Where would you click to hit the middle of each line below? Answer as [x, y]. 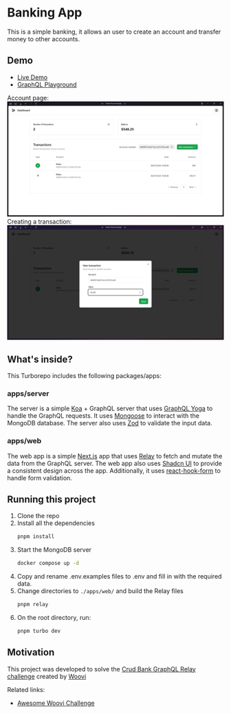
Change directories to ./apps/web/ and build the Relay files [100, 591]
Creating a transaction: [40, 221]
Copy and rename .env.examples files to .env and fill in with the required [119, 577]
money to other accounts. [44, 38]
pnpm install [36, 537]
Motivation [31, 652]
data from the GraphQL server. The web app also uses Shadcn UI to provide [114, 463]
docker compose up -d [48, 564]
